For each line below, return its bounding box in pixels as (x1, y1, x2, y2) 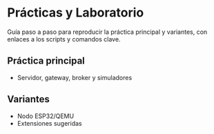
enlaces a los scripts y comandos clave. (7, 35, 121, 43)
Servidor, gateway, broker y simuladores (17, 73, 133, 82)
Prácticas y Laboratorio (7, 5, 144, 21)
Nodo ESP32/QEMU (17, 112, 75, 120)
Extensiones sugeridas (17, 119, 82, 127)
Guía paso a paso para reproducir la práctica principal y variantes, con (7, 28, 208, 36)
